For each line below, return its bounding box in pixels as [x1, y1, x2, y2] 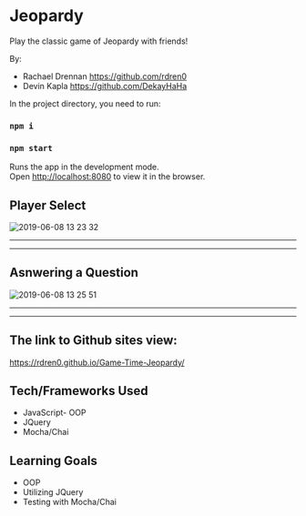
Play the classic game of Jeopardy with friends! [9, 35, 189, 46]
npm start [9, 143, 53, 153]
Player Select [9, 197, 87, 213]
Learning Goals [9, 452, 98, 469]
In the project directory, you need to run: [9, 97, 161, 109]
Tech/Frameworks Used [9, 383, 148, 399]
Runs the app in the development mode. [9, 161, 159, 173]
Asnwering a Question [9, 265, 139, 280]
